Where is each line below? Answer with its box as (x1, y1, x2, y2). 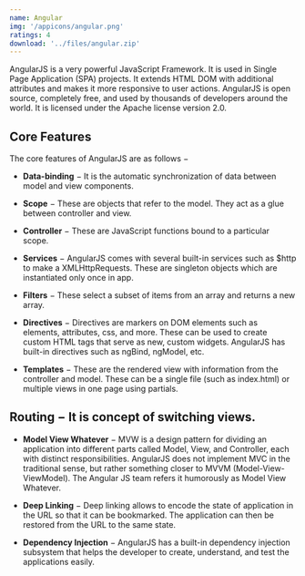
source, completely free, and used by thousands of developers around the (9, 93, 289, 104)
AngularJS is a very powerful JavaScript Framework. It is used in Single (9, 64, 278, 75)
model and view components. (22, 180, 134, 191)
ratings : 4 (9, 30, 51, 39)
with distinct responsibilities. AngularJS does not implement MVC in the (22, 453, 291, 464)
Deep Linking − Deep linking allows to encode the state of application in (22, 499, 294, 510)
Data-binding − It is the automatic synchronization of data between (22, 170, 277, 182)
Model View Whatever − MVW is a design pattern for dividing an (22, 434, 267, 445)
